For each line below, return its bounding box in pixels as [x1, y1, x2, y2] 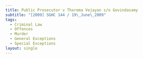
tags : [5, 17, 17, 22]
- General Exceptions [10, 36, 56, 42]
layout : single [5, 46, 38, 51]
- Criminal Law [10, 22, 42, 27]
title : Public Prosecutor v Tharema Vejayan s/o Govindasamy [5, 7, 138, 13]
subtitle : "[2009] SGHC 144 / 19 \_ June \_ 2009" [5, 12, 106, 17]
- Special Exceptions [10, 41, 56, 46]
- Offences [10, 27, 33, 32]
